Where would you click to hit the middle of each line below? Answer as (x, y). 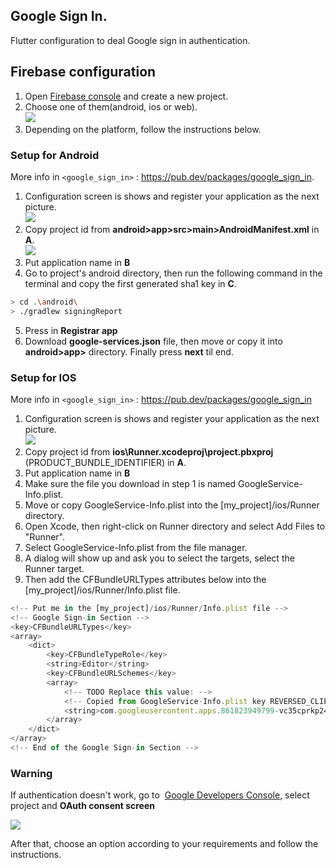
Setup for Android (55, 155)
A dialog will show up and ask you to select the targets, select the (159, 558)
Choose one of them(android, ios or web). (111, 106)
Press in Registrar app (71, 330)
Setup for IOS (43, 377)
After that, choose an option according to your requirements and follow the (164, 844)
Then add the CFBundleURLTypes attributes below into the (145, 579)
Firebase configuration (83, 72)
